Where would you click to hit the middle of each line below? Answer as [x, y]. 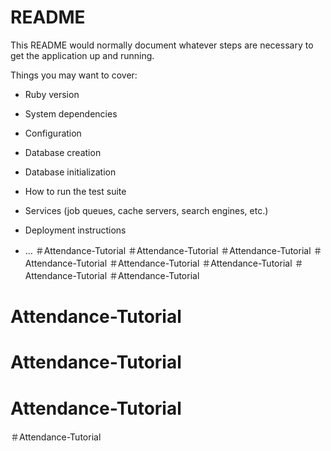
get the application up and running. [82, 55]
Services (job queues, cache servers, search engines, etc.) [146, 210]
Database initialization [70, 172]
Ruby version [52, 94]
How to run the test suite [75, 191]
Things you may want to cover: [74, 75]
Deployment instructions [75, 230]
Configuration [53, 133]
